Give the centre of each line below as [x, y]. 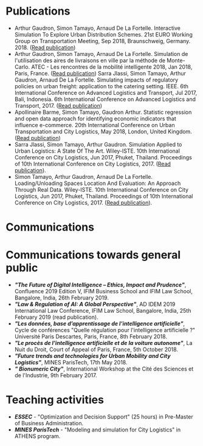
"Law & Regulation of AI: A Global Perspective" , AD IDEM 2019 [95, 304]
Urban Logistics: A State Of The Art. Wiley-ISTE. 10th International [97, 151]
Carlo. [22, 67]
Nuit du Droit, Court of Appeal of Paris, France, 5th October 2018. [96, 350]
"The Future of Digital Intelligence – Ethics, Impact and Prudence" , [100, 285]
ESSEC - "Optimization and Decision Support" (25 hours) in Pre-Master [104, 417]
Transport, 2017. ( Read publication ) [58, 105]
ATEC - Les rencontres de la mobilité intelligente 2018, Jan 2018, [112, 67]
